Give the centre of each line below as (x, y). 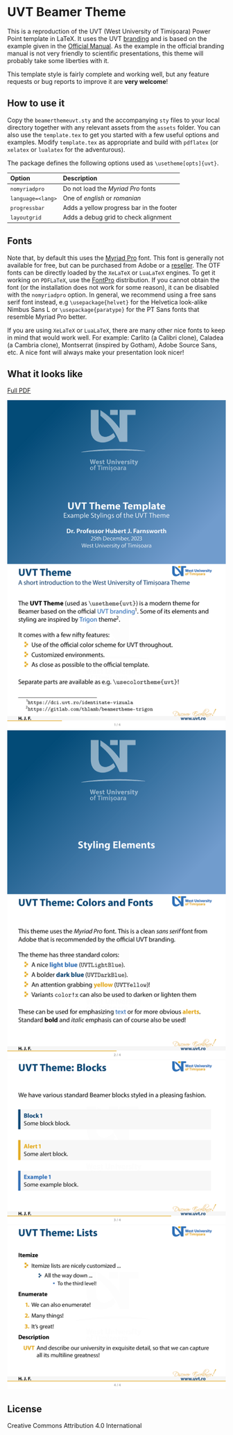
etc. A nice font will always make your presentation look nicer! (96, 352)
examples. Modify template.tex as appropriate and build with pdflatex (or (113, 142)
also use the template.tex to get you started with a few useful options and (113, 134)
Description (80, 178)
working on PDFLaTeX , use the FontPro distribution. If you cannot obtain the (113, 280)
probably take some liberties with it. (58, 60)
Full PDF (19, 391)
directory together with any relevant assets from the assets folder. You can (114, 127)
